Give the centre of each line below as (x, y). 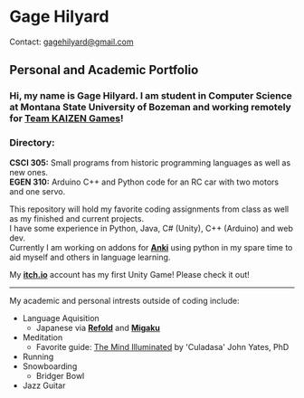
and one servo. (38, 191)
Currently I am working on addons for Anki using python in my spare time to (151, 247)
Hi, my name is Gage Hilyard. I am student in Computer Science (151, 96)
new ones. (28, 172)
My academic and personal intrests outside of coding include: (124, 300)
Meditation (43, 337)
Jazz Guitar (44, 385)
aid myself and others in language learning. (90, 257)
